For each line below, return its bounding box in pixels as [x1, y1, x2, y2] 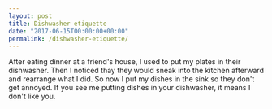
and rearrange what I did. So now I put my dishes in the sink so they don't [8, 74, 255, 84]
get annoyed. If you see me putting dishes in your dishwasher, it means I [8, 83, 251, 93]
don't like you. [8, 91, 56, 102]
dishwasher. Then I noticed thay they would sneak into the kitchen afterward [8, 66, 264, 76]
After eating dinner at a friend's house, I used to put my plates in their [8, 57, 241, 67]
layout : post [8, 11, 53, 20]
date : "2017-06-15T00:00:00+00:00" [8, 27, 129, 35]
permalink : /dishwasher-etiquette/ [8, 34, 129, 43]
